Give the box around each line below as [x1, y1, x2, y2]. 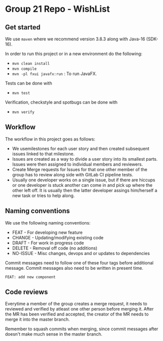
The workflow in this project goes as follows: [5, 136, 95, 142]
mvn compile [12, 66, 37, 71]
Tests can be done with [5, 80, 52, 86]
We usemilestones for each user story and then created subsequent [12, 145, 150, 151]
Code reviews [5, 288, 48, 296]
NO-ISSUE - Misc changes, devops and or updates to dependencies [12, 250, 150, 256]
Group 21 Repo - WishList [5, 3, 110, 15]
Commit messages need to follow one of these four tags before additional [5, 259, 154, 266]
